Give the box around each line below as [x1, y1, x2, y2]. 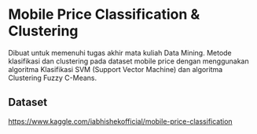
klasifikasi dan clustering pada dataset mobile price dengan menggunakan [8, 56, 249, 66]
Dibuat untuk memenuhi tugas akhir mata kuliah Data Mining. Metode [8, 48, 232, 57]
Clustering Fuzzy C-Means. [8, 73, 97, 82]
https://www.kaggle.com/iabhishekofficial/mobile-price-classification [8, 116, 233, 126]
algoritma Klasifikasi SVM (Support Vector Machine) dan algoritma [8, 64, 223, 74]
